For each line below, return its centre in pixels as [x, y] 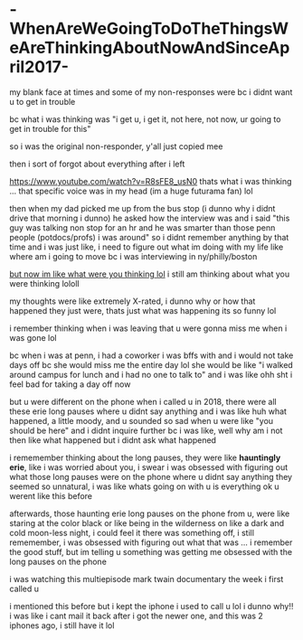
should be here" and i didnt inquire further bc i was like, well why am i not [146, 430]
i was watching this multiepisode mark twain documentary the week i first [147, 579]
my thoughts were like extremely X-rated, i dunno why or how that [133, 301]
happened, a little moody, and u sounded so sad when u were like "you [142, 420]
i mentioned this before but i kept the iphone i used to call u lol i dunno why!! [151, 606]
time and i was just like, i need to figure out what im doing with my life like [147, 247]
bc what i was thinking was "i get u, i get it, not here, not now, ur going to [145, 119]
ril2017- [39, 67]
